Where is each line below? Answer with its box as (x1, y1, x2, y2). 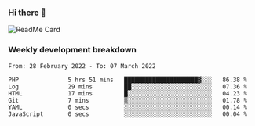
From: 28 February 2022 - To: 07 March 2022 (8, 62, 156, 70)
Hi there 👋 (8, 7, 47, 18)
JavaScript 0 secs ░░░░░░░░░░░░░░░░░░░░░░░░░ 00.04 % (8, 110, 247, 118)
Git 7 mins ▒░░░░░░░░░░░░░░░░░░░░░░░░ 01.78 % (8, 96, 247, 104)
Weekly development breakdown (8, 45, 137, 56)
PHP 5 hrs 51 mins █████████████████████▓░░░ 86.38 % (8, 76, 247, 84)
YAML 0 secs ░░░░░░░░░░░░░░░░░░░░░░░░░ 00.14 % (8, 103, 247, 111)
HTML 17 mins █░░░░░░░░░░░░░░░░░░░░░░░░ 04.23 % (8, 89, 247, 97)
